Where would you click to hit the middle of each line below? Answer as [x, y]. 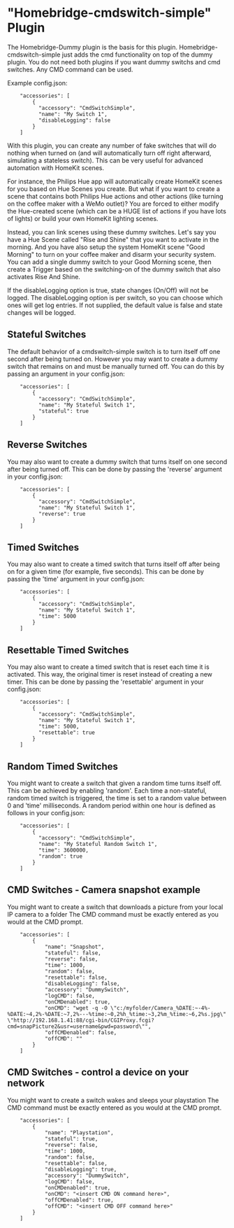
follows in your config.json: [46, 813]
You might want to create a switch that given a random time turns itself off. [115, 783]
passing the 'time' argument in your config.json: [76, 579]
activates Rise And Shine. [44, 276]
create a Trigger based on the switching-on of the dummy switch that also [114, 269]
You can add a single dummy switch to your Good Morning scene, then [109, 262]
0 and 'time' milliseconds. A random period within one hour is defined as [111, 805]
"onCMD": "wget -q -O [76, 1008]
